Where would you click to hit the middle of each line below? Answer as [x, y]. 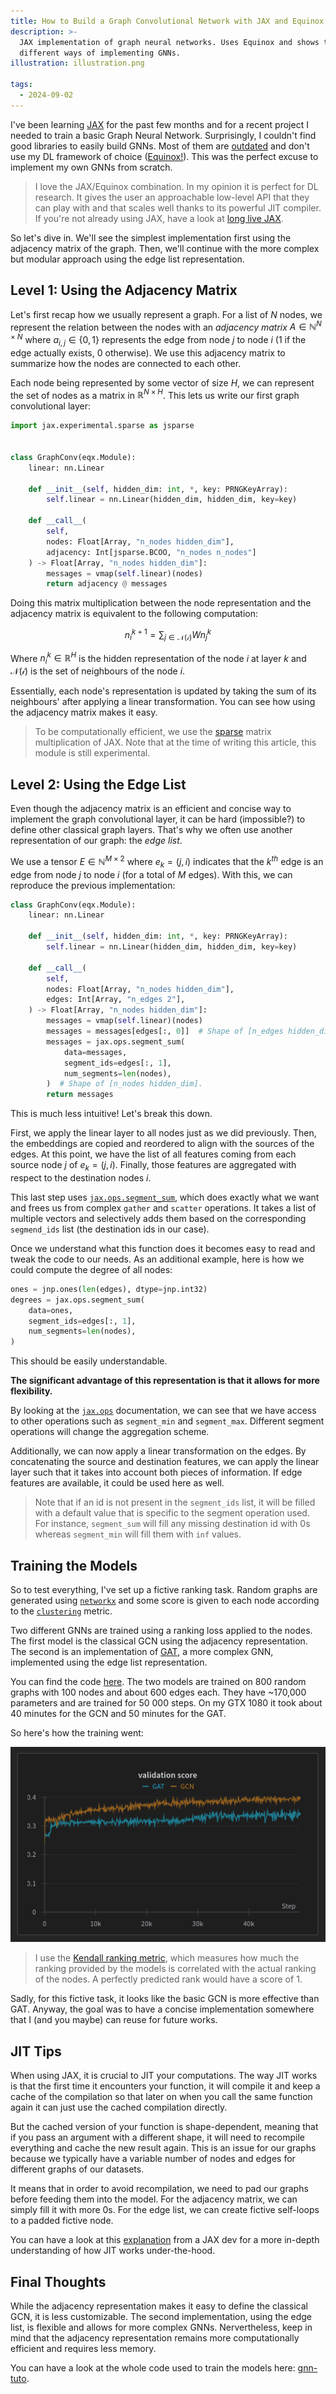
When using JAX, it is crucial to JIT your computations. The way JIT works [164, 2076]
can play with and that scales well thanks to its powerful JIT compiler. [178, 207]
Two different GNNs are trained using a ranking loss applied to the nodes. [161, 1630]
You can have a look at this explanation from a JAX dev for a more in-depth [165, 2240]
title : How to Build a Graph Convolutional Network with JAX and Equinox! [169, 21]
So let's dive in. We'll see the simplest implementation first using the [151, 237]
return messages [80, 1095]
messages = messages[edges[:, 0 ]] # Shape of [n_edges [165, 1031]
